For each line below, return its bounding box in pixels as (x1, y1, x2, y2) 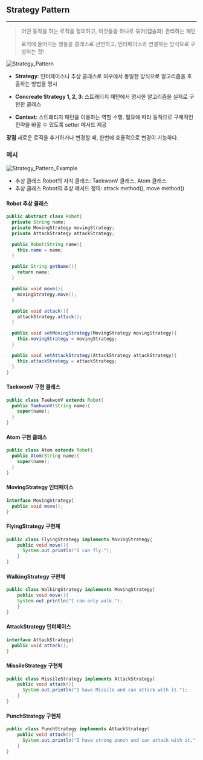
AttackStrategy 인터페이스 (6, 623, 71, 630)
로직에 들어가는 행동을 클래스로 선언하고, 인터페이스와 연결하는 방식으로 (21, 40, 189, 47)
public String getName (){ (11, 264, 77, 270)
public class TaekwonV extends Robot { (6, 397, 104, 403)
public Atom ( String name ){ (11, 453, 80, 459)
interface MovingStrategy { (6, 497, 74, 504)
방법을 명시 (31, 80, 57, 87)
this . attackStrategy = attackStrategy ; (17, 358, 118, 364)
